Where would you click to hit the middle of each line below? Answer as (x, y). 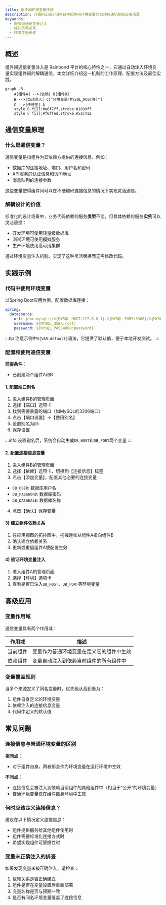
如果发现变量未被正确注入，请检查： (42, 868)
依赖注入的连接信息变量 (36, 705)
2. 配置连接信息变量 (25, 453)
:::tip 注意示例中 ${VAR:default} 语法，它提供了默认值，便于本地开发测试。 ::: (82, 338)
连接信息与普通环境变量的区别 (41, 744)
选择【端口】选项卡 (32, 405)
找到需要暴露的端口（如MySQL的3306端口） (58, 411)
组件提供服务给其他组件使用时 (42, 830)
